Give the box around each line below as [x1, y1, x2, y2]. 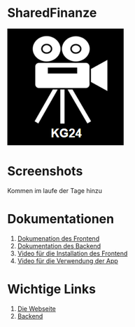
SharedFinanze [7, 5, 97, 21]
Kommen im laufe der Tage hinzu [7, 186, 103, 194]
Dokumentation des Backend [17, 241, 101, 250]
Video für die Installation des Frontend [17, 249, 128, 258]
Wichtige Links [7, 281, 97, 297]
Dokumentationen [7, 211, 114, 227]
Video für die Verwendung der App [17, 256, 119, 265]
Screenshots [7, 163, 83, 180]
